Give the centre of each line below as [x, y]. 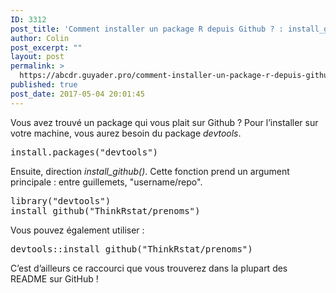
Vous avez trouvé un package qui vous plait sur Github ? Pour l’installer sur [164, 122]
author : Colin [40, 38]
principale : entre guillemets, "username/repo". [106, 182]
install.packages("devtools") [84, 152]
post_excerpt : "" [46, 47]
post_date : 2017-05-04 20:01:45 [77, 94]
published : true [44, 85]
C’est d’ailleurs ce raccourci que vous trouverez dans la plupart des [149, 268]
